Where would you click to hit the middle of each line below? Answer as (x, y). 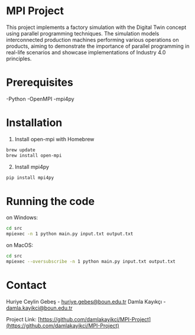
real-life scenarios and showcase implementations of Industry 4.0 (86, 52)
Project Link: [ (23, 319)
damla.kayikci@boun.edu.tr (39, 308)
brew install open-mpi (34, 155)
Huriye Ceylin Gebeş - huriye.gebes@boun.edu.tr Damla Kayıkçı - (86, 301)
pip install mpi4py (30, 178)
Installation (34, 123)
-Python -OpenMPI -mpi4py (40, 99)
